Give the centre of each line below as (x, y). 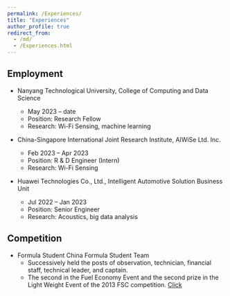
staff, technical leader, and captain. (78, 270)
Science (29, 98)
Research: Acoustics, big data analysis (83, 216)
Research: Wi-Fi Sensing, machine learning (89, 126)
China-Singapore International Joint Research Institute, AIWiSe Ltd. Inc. (119, 139)
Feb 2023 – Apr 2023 (58, 153)
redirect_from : (29, 33)
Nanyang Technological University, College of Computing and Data (113, 90)
